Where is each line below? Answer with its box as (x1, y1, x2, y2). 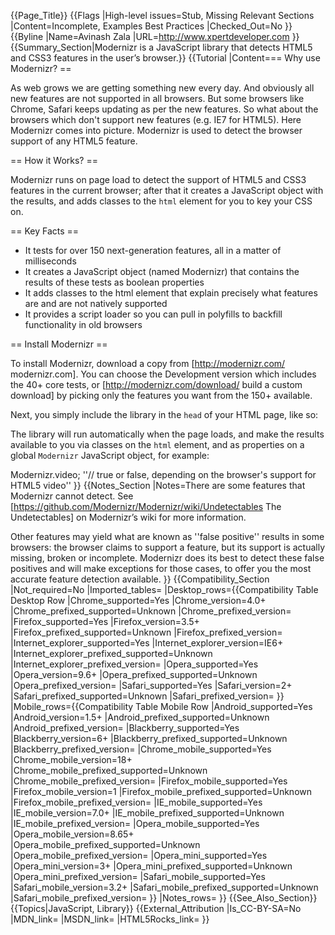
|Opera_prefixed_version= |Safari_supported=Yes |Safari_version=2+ (10, 680, 293, 691)
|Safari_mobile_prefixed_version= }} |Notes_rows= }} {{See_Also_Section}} (10, 892, 318, 904)
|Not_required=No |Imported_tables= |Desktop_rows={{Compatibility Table (10, 584, 319, 595)
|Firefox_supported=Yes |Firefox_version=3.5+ (10, 616, 200, 627)
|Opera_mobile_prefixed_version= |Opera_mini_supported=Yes (10, 850, 268, 861)
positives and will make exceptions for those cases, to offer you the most (10, 563, 312, 574)
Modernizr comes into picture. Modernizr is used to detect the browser (10, 125, 303, 136)
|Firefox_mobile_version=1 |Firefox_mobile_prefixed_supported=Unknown (10, 786, 313, 797)
